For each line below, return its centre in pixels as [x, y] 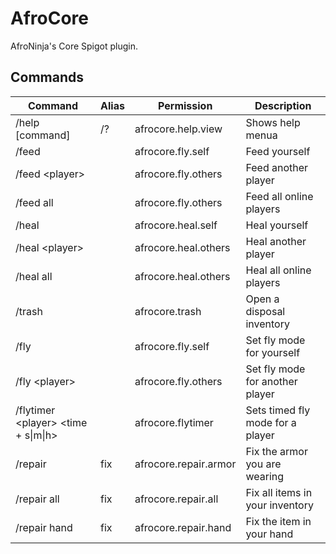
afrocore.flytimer [174, 422]
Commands [47, 77]
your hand [269, 534]
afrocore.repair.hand [183, 527]
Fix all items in [279, 492]
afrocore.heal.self [176, 225]
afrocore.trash [168, 311]
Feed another [277, 167]
